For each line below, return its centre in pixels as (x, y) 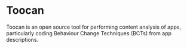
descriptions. (22, 39)
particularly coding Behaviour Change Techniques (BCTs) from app (89, 33)
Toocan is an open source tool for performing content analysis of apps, (93, 27)
